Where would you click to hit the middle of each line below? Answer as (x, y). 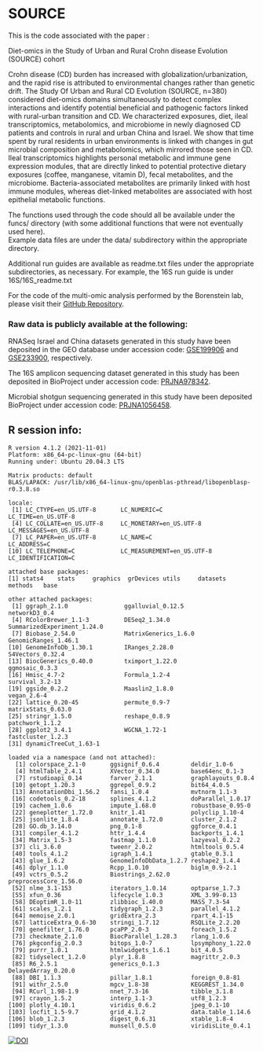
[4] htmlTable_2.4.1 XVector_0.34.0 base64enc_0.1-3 (130, 771)
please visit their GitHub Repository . (66, 303)
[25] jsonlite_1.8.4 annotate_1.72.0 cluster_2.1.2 (124, 820)
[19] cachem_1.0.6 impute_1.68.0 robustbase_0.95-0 (131, 806)
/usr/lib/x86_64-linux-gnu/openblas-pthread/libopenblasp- (152, 483)
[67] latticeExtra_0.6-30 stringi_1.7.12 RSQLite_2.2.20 (126, 923)
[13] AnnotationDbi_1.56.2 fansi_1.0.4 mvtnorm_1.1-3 (124, 792)
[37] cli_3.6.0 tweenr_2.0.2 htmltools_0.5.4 (128, 847)
